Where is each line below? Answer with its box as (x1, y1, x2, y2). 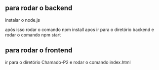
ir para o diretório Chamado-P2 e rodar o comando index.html (5, 59, 131, 65)
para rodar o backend (5, 4, 73, 12)
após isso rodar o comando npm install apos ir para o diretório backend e (5, 27, 154, 33)
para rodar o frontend (5, 46, 73, 55)
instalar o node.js (5, 17, 40, 23)
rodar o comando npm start (5, 32, 61, 37)
